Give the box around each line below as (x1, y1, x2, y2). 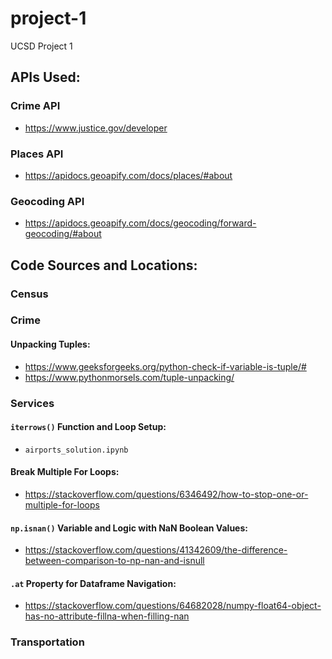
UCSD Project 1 (10, 40, 73, 52)
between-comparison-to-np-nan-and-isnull (24, 555, 205, 567)
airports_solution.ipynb (24, 445, 129, 455)
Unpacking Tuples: (10, 338, 91, 351)
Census (10, 287, 49, 301)
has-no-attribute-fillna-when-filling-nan (24, 610, 190, 622)
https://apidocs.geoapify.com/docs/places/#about (24, 169, 233, 181)
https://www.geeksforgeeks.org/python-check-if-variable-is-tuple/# (24, 360, 307, 372)
